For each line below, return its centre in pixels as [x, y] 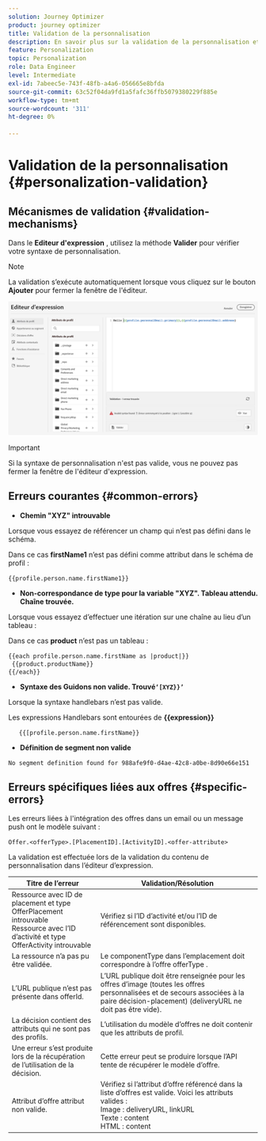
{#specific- [218, 787]
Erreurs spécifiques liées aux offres [98, 787]
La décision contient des [51, 1020]
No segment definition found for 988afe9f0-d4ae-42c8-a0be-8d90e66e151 [129, 763]
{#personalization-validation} [108, 183]
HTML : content [125, 1126]
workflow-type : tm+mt [44, 100]
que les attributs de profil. [142, 1033]
